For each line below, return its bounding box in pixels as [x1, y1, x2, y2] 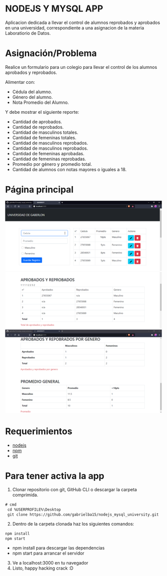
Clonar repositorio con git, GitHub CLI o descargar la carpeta [12, 487, 137, 493]
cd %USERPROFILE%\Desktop [7, 507, 61, 512]
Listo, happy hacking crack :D [12, 565, 74, 572]
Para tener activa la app [5, 470, 104, 482]
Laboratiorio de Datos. [5, 30, 51, 36]
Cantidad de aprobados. [12, 118, 62, 125]
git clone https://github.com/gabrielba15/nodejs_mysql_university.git [7, 512, 159, 517]
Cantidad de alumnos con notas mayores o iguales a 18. [12, 166, 127, 172]
